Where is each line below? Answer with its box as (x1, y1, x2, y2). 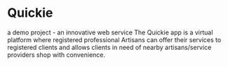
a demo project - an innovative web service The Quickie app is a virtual (7, 28, 213, 37)
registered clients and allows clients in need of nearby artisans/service (7, 43, 212, 51)
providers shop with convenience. (7, 51, 106, 59)
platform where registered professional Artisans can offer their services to (7, 35, 222, 44)
